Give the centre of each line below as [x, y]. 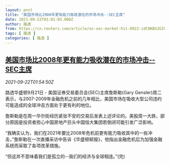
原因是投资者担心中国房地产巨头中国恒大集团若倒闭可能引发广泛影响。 [82, 122]
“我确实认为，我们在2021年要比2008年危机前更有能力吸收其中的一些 [77, 133]
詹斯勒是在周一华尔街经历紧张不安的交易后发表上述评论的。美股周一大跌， [83, 116]
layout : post [19, 10]
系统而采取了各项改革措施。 [34, 145]
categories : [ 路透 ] [27, 38]
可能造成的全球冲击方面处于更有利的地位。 [50, 105]
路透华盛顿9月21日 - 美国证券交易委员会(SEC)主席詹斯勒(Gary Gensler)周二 [83, 92]
